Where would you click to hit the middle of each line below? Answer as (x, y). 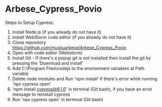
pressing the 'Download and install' (48, 63)
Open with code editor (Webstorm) (47, 53)
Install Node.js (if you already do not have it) (57, 32)
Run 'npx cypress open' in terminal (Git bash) (58, 99)
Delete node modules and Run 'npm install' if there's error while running (85, 79)
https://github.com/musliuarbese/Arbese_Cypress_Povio (69, 47)
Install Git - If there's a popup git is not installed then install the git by (81, 58)
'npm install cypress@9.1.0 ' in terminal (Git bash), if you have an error (82, 89)
